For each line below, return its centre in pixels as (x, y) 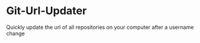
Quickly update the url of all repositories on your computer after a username (100, 27)
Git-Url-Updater (46, 11)
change (16, 33)
